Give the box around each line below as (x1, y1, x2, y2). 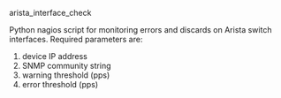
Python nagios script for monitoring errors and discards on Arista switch (9, 25, 272, 34)
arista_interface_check (9, 8, 92, 18)
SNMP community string (21, 61, 111, 71)
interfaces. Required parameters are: (9, 34, 143, 44)
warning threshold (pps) (21, 70, 110, 80)
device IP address (21, 51, 88, 61)
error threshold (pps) (21, 79, 99, 89)
